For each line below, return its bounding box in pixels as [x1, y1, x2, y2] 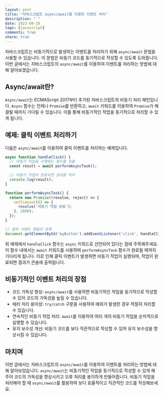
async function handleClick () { [5, 155, 71, 159]
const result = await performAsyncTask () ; [9, 164, 97, 169]
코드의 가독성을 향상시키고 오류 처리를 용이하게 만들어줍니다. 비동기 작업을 [14, 374, 155, 380]
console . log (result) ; [9, 177, 54, 182]
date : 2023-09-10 [5, 21, 41, 26]
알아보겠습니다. [10, 67, 40, 73]
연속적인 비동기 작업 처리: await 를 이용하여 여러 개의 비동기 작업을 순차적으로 [12, 314, 159, 319]
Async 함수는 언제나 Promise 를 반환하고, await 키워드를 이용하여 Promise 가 [11, 103, 154, 108]
